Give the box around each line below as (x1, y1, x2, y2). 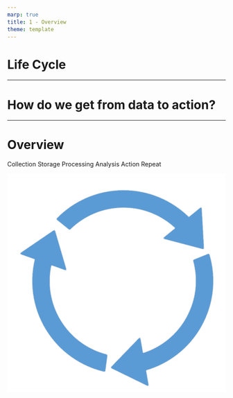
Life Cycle (7, 56, 67, 72)
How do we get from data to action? (7, 97, 216, 112)
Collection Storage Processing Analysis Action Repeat (7, 160, 162, 168)
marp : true (7, 11, 39, 18)
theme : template (7, 26, 54, 33)
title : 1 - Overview (7, 18, 67, 26)
